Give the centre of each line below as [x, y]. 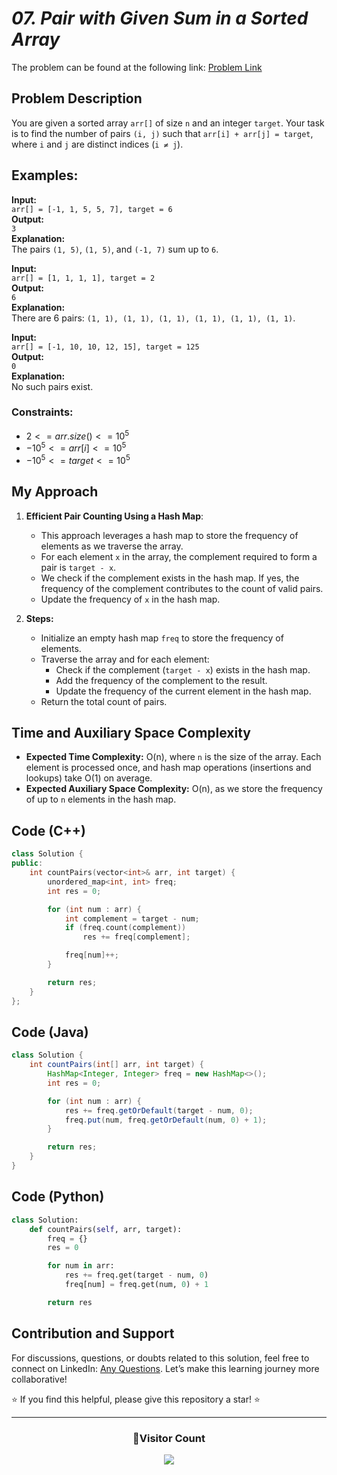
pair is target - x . [78, 567]
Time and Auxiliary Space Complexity [131, 733]
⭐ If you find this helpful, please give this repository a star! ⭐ [136, 1399]
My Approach [55, 492]
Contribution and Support [93, 1333]
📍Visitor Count [169, 1438]
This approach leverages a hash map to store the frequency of [169, 535]
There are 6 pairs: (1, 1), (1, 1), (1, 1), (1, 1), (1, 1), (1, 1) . [153, 318]
